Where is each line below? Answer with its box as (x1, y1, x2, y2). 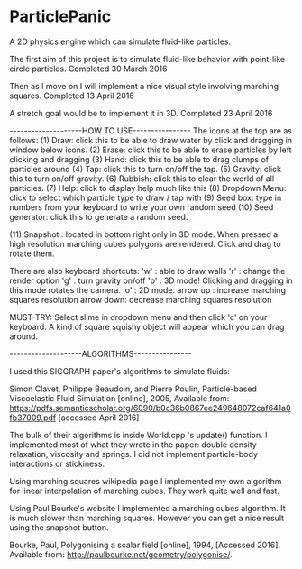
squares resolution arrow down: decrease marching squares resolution (9, 294, 272, 305)
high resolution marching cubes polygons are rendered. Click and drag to (9, 238, 281, 249)
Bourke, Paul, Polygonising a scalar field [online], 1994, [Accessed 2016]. (9, 539, 281, 550)
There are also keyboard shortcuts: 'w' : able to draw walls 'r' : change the (9, 265, 286, 276)
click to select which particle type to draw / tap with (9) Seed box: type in (9, 192, 282, 203)
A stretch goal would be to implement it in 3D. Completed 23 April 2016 (9, 107, 273, 118)
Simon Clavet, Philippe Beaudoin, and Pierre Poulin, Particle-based (9, 383, 257, 394)
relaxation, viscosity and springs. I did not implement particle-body (9, 448, 259, 459)
